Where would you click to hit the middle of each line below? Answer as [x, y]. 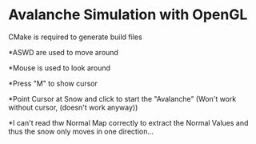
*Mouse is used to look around [59, 68]
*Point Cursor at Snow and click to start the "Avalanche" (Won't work [122, 98]
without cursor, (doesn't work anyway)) [73, 107]
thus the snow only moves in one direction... [81, 131]
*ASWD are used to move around [63, 52]
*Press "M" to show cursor [53, 83]
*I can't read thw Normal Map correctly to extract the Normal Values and [128, 122]
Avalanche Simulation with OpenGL [128, 15]
